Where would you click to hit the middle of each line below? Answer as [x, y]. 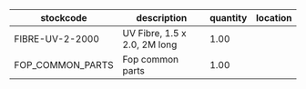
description [162, 18]
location [274, 18]
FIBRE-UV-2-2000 [57, 39]
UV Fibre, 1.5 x [154, 33]
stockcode [64, 18]
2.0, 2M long [150, 44]
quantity [228, 18]
